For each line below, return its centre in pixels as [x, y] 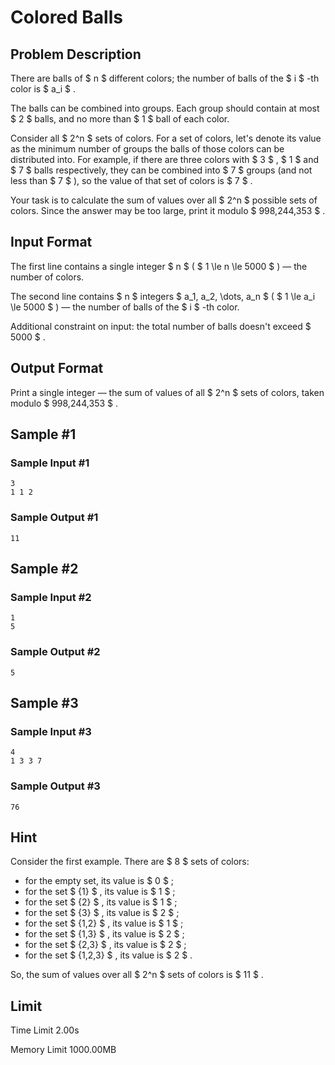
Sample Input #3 [51, 731]
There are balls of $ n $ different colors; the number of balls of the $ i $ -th [165, 78]
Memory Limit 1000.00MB [63, 1050]
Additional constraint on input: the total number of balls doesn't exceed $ [161, 326]
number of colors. [47, 277]
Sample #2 [44, 569]
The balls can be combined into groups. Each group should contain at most [165, 108]
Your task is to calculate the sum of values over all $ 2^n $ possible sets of [164, 200]
